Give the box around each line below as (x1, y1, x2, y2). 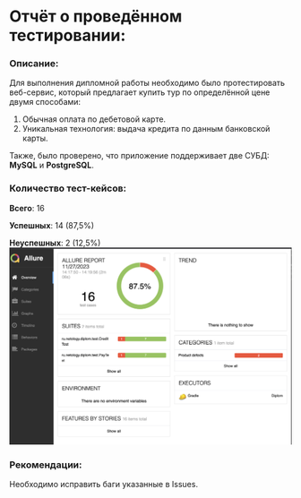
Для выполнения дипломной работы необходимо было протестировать (9, 78, 285, 89)
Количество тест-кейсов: (9, 182, 127, 194)
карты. (21, 133, 48, 144)
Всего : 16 (9, 202, 45, 213)
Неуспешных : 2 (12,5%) (9, 237, 101, 248)
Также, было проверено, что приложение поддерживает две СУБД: (9, 150, 271, 161)
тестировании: (9, 25, 126, 46)
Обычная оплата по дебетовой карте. (21, 114, 167, 124)
